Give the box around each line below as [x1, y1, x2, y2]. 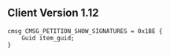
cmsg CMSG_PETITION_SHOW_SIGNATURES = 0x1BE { [7, 27, 163, 35]
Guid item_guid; [21, 34, 76, 42]
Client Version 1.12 [7, 6, 99, 20]
